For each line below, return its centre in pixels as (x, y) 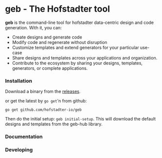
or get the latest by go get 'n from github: (46, 101)
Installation (19, 80)
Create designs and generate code (47, 37)
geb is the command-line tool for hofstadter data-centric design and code (80, 22)
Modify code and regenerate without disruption (60, 42)
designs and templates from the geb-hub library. (54, 124)
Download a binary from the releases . (43, 92)
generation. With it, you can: (33, 27)
